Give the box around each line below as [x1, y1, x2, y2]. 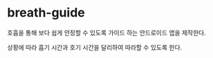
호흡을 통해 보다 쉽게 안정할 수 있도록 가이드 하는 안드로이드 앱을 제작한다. [7, 28, 206, 37]
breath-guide [7, 5, 85, 21]
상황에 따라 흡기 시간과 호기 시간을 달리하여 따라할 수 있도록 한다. [7, 43, 183, 51]
